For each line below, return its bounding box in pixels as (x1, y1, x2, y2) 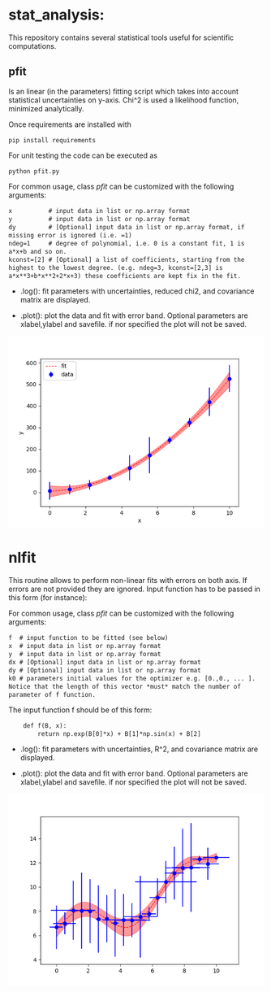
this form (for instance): (8, 592, 88, 603)
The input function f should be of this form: (8, 705, 153, 715)
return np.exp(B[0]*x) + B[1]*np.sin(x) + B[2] (37, 729, 201, 737)
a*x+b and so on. (8, 247, 67, 255)
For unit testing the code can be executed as (8, 150, 158, 160)
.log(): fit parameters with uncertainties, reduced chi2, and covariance (19, 286, 255, 296)
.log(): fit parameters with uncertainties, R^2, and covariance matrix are (19, 744, 259, 754)
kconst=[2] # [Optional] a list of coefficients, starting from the (8, 255, 245, 263)
